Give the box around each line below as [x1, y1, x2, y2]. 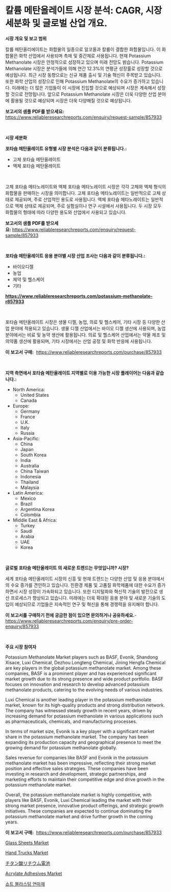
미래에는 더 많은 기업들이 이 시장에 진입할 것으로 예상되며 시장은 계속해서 [12, 84, 157, 91]
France [20, 413, 36, 420]
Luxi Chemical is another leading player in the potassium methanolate [5, 696, 152, 703]
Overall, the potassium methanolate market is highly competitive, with [5, 792, 152, 798]
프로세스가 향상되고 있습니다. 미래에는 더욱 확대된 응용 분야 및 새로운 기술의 [10, 594, 161, 601]
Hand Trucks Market [5, 849, 48, 856]
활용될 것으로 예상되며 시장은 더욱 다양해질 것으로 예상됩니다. [10, 97, 132, 103]
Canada [20, 397, 37, 403]
